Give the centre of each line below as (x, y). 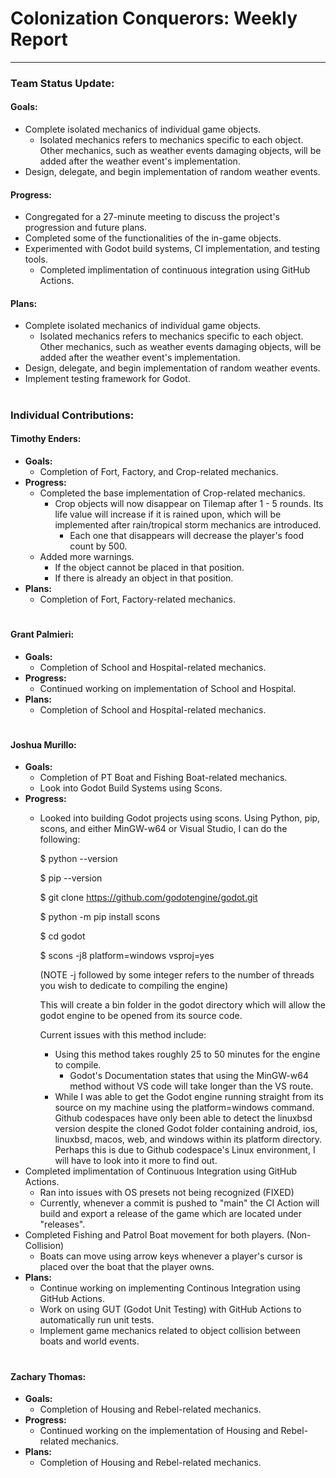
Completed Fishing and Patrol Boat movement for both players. (154, 1235)
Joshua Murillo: (43, 744)
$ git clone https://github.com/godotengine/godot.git (148, 898)
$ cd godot (62, 936)
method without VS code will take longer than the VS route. (191, 1086)
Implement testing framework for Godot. (107, 379)
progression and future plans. (85, 228)
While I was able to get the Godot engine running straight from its (189, 1097)
